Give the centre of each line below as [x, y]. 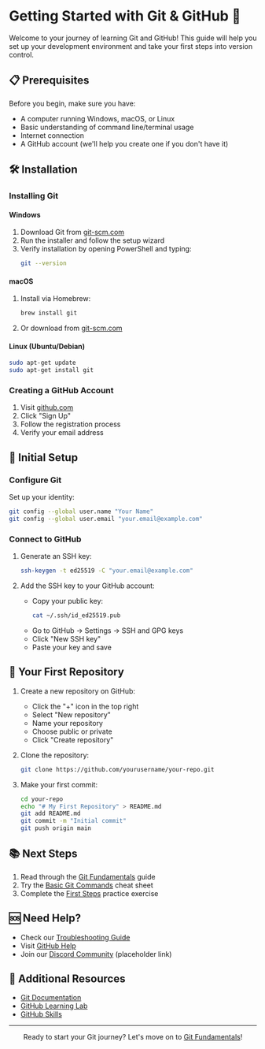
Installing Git [33, 196]
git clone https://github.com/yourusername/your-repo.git [117, 769]
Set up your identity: [42, 497]
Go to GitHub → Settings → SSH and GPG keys [108, 631]
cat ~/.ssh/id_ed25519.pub [76, 616]
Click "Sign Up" [46, 416]
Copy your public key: [68, 601]
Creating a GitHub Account [61, 391]
